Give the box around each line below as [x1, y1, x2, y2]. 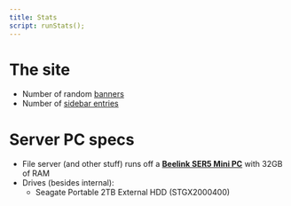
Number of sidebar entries [21, 99, 119, 109]
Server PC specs [9, 130, 135, 149]
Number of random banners [21, 89, 124, 99]
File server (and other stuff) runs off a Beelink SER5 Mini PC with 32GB [21, 159, 283, 170]
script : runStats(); [9, 21, 86, 30]
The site [9, 59, 71, 80]
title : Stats [9, 12, 58, 22]
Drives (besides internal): [21, 178, 114, 188]
